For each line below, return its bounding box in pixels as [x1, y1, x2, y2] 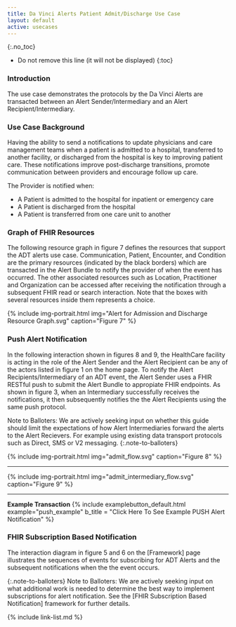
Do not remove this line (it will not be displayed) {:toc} [17, 56, 173, 65]
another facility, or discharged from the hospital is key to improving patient [7, 152, 223, 161]
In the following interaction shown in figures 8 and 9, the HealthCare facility [7, 350, 226, 359]
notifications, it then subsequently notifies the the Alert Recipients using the [7, 395, 227, 404]
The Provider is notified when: [7, 181, 95, 190]
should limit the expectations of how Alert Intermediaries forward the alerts [7, 423, 225, 432]
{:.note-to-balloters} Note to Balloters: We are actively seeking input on [7, 576, 213, 585]
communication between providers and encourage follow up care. [7, 168, 199, 176]
